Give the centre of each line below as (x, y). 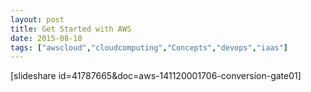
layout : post (37, 19)
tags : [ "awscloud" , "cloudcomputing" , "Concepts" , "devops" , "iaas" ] (149, 47)
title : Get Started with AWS (71, 29)
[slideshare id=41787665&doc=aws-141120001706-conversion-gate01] (156, 76)
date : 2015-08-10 (46, 38)
